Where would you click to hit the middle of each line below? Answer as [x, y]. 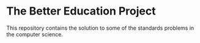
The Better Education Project [81, 11]
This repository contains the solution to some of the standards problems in [100, 28]
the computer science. [35, 34]
